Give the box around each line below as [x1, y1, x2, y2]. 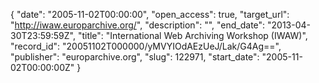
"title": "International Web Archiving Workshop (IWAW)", [77, 30, 308, 41]
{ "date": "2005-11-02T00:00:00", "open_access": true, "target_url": [10, 9, 290, 20]
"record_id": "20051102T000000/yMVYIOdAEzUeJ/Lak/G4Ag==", [10, 40, 282, 52]
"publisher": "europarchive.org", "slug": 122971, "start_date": [10, 51, 260, 63]
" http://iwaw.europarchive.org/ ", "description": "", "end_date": [10, 19, 266, 31]
